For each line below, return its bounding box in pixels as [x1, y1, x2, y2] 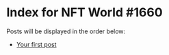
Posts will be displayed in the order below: [6, 27, 126, 35]
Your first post [16, 40, 57, 48]
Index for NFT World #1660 [6, 5, 163, 20]
